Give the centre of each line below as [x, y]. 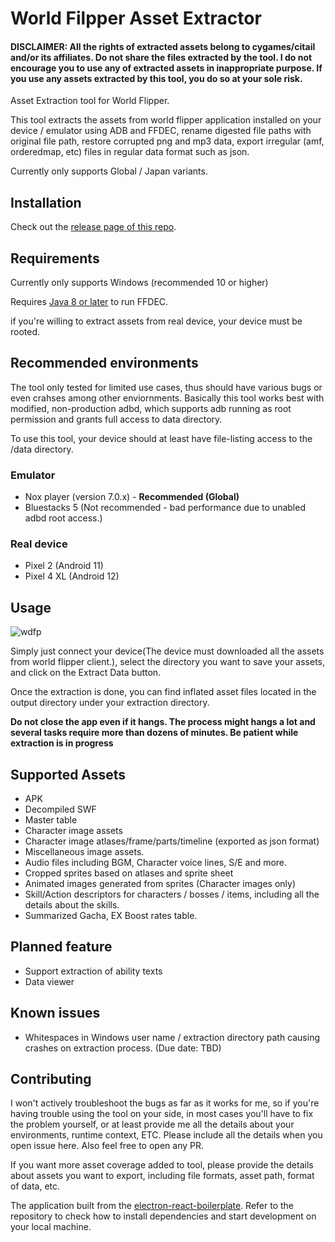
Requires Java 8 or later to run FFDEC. [89, 302]
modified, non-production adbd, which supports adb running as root [151, 408]
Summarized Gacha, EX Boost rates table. [111, 916]
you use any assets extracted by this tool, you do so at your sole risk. [156, 78]
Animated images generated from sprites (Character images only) [160, 884]
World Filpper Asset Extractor [136, 18]
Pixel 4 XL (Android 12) [72, 576]
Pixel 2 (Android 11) [64, 566]
